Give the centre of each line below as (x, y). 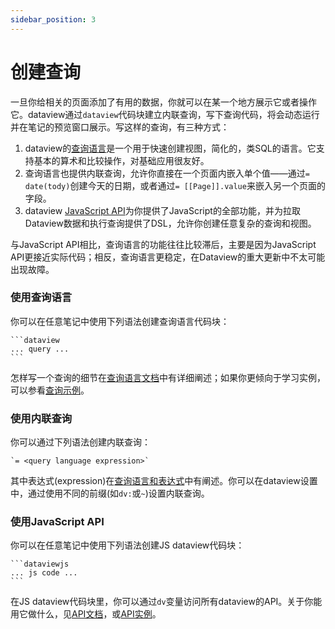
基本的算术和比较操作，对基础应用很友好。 (121, 160)
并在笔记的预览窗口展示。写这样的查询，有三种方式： (120, 127)
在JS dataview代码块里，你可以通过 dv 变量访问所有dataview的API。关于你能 (166, 602)
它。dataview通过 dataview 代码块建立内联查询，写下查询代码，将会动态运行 (165, 114)
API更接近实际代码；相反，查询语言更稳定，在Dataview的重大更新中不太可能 (168, 257)
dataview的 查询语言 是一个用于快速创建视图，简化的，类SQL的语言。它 (170, 148)
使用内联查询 (41, 418)
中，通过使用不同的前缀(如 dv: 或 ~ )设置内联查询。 (110, 493)
